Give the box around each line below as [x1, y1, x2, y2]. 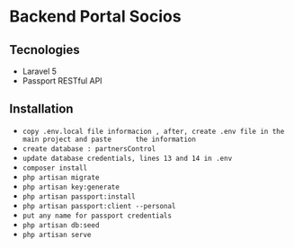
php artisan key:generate [22, 182, 120, 191]
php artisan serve [22, 230, 92, 239]
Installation [9, 102, 74, 117]
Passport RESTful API [22, 75, 102, 86]
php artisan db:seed [22, 220, 100, 230]
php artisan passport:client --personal [22, 201, 176, 210]
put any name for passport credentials [22, 211, 173, 220]
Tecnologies [9, 42, 80, 58]
